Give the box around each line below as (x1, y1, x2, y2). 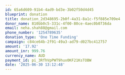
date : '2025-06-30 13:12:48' (5, 62, 65, 67)
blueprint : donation (5, 12, 48, 17)
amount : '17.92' (5, 44, 39, 49)
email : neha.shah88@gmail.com (5, 26, 68, 31)
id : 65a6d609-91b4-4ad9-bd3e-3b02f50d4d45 (5, 7, 94, 12)
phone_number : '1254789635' (5, 30, 63, 35)
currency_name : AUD (5, 53, 45, 58)
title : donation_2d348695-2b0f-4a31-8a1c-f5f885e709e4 (5, 16, 121, 21)
